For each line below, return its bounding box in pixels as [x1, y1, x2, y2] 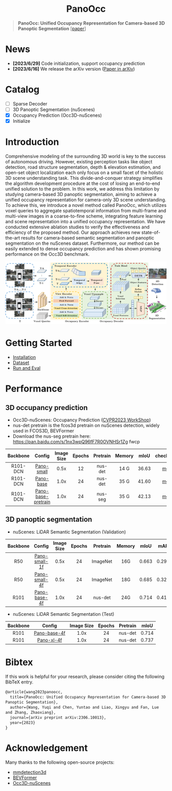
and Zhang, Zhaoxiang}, [5, 710, 56, 715]
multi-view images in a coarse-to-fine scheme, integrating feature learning [5, 213, 163, 219]
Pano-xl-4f [37, 637, 62, 643]
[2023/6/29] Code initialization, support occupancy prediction [12, 60, 145, 67]
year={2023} [10, 720, 36, 725]
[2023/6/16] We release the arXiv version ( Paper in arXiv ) [12, 66, 135, 72]
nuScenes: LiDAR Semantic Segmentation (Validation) [12, 528, 126, 535]
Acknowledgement [5, 742, 88, 754]
